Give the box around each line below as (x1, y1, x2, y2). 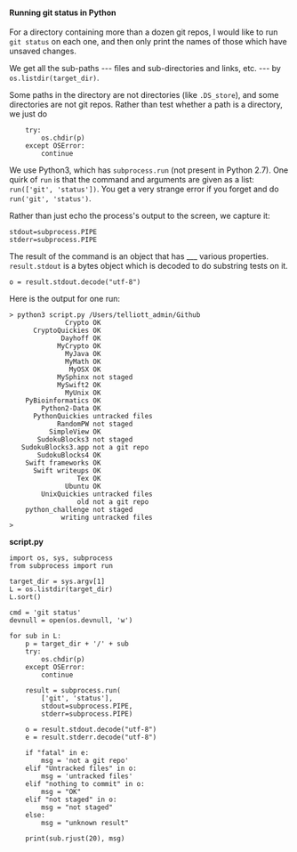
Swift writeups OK (32, 467, 101, 475)
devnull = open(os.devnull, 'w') (9, 616, 133, 625)
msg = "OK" (41, 788, 82, 797)
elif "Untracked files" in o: (25, 764, 138, 774)
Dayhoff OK (60, 334, 101, 343)
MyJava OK (65, 350, 101, 359)
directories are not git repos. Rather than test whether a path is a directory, (9, 99, 283, 110)
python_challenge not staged (25, 506, 133, 515)
